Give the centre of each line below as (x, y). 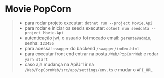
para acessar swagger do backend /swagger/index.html (82, 48)
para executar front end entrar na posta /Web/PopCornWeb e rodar (92, 54)
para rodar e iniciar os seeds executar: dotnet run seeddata (87, 28)
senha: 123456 (39, 43)
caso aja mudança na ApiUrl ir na (59, 64)
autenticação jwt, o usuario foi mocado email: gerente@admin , (88, 38)
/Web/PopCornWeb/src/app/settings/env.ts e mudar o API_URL (89, 70)
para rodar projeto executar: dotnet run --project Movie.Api (89, 23)
